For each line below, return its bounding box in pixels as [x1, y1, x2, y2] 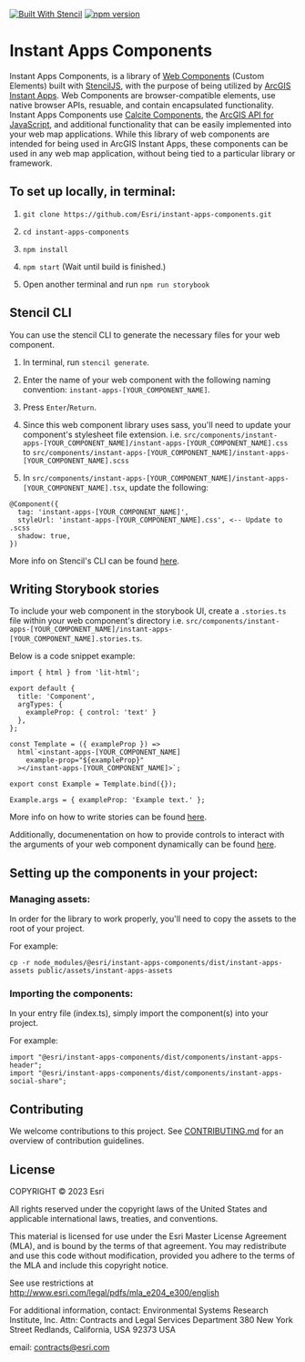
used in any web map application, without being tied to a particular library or [9, 147, 296, 158]
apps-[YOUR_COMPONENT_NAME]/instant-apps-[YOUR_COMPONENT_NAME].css [22, 438, 289, 448]
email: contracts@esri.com [9, 1341, 110, 1352]
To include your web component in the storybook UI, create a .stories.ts [9, 605, 287, 616]
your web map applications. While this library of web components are [9, 128, 270, 139]
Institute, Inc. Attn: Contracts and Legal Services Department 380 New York [9, 1314, 293, 1325]
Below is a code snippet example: [9, 651, 136, 662]
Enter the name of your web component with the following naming [22, 374, 271, 385]
